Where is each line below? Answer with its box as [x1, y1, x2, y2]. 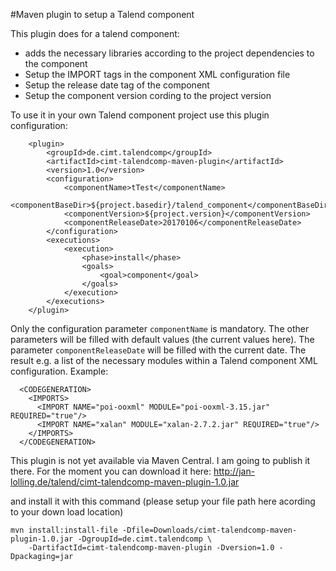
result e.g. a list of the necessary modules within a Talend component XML [10, 355, 318, 366]
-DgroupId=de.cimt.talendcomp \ [77, 534, 213, 544]
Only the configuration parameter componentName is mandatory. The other [10, 323, 310, 334]
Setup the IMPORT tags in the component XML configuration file [24, 69, 291, 80]
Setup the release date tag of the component [24, 79, 210, 91]
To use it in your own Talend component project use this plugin [10, 109, 270, 121]
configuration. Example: [10, 365, 109, 377]
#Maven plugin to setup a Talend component [10, 9, 195, 20]
